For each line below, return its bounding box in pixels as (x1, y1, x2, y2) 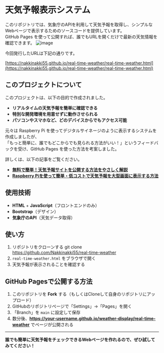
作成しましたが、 (5, 133, 40, 139)
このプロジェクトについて (5, 81, 82, 89)
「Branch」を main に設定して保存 (12, 309, 81, 315)
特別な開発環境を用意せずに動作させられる (12, 111, 98, 117)
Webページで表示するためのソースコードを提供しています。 (5, 27, 125, 33)
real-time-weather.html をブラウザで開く (12, 255, 96, 262)
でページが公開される (30, 322, 74, 328)
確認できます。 (5, 40, 35, 45)
